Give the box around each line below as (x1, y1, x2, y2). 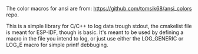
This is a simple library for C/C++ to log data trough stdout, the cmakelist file (6, 23, 192, 29)
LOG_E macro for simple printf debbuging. (6, 41, 108, 48)
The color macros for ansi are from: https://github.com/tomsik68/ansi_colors (6, 5, 192, 12)
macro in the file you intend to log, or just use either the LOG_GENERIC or (6, 35, 184, 42)
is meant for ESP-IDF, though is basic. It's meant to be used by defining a (6, 29, 184, 36)
